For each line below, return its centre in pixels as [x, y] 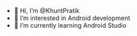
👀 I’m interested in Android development [72, 18]
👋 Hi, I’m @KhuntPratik [47, 11]
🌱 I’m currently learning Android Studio [70, 25]
